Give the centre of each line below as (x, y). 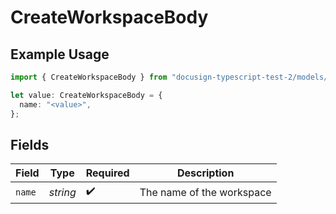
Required (107, 173)
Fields (30, 144)
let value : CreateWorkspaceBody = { (86, 95)
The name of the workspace (205, 192)
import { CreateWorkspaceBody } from (89, 77)
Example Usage (60, 54)
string (62, 192)
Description (205, 173)
